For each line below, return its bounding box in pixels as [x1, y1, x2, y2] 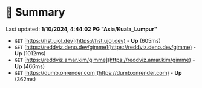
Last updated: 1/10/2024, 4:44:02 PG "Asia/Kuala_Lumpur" [5, 25, 158, 33]
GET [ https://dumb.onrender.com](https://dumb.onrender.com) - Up [14, 69, 182, 76]
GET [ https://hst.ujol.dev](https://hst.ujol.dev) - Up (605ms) [14, 37, 161, 44]
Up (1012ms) [14, 49, 46, 57]
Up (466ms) [14, 63, 45, 70]
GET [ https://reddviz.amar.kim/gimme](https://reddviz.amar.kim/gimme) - [14, 56, 195, 63]
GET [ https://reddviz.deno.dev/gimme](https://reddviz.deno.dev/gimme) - [14, 43, 197, 51]
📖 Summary [5, 5, 65, 19]
